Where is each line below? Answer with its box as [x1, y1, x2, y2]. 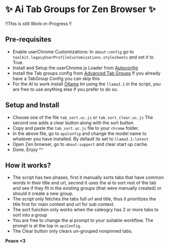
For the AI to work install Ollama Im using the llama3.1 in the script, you [12, 81, 161, 87]
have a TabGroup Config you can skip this [12, 75, 100, 81]
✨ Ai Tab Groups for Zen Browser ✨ [5, 4, 156, 15]
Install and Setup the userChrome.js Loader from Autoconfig [12, 65, 138, 71]
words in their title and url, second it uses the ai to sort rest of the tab [12, 180, 156, 186]
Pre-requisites [5, 35, 51, 44]
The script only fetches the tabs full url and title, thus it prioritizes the [12, 196, 156, 202]
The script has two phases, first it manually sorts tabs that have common [12, 174, 164, 180]
